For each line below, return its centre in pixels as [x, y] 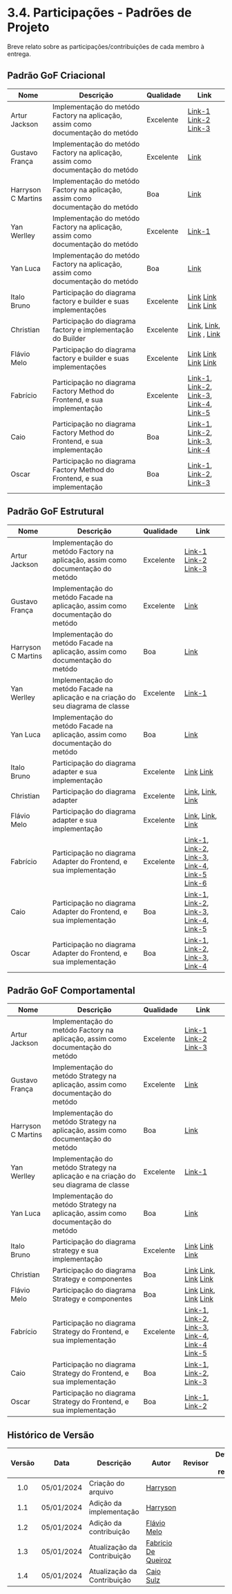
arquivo [101, 1492]
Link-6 [195, 883]
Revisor [196, 1463]
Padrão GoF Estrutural [56, 512]
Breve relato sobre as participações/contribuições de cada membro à [106, 46]
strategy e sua [75, 1250]
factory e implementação [93, 330]
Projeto [28, 27]
